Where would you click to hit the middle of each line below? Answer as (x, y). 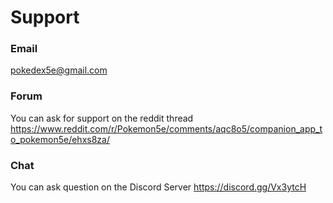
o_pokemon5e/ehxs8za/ (60, 139)
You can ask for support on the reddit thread (102, 118)
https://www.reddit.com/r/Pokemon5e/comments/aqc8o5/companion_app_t (166, 128)
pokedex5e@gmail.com (59, 70)
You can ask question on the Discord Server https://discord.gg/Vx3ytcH (158, 187)
